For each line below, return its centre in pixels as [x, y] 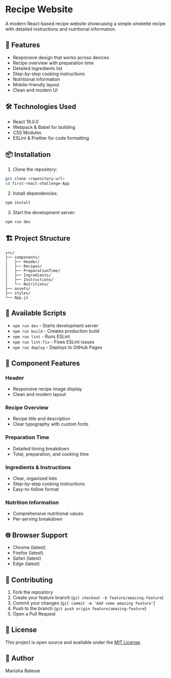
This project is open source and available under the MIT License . [74, 642]
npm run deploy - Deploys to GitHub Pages [57, 347]
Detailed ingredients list [38, 68]
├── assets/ [18, 288]
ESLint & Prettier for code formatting [51, 138]
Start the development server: [44, 212]
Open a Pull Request [34, 614]
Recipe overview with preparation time [53, 63]
